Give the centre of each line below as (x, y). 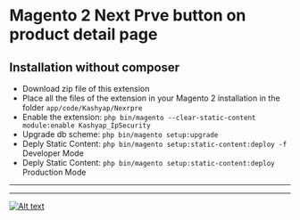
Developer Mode (53, 153)
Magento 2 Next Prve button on (128, 16)
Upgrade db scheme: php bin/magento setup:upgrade (120, 134)
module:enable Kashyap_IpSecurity (86, 126)
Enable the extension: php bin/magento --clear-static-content (139, 117)
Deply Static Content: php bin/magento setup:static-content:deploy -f (154, 144)
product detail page (83, 34)
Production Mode (54, 172)
